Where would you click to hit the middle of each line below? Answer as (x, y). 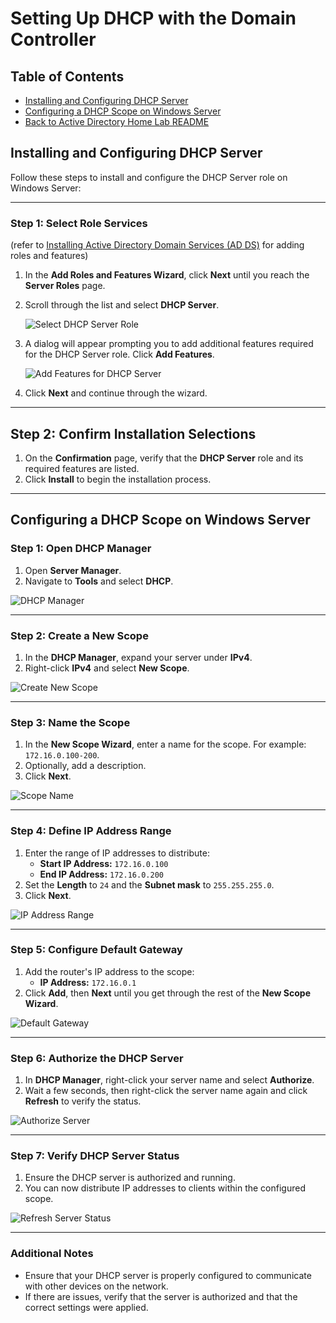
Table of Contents (67, 76)
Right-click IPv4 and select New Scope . (107, 668)
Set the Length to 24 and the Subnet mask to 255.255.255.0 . (149, 884)
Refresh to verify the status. (83, 1101)
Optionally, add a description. (85, 766)
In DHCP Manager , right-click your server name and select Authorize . (169, 1080)
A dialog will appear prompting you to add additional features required (169, 344)
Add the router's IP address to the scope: (109, 971)
